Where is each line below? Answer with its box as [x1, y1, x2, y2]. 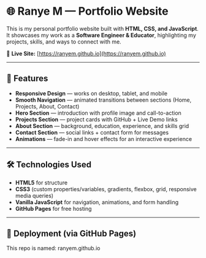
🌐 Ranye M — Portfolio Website [6, 4, 169, 18]
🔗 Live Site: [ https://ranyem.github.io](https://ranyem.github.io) [6, 50, 167, 57]
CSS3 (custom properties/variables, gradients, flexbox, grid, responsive [15, 185, 197, 192]
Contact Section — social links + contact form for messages [15, 129, 169, 136]
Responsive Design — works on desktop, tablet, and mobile [15, 89, 167, 97]
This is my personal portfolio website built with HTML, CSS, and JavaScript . [6, 25, 199, 32]
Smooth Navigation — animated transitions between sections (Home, [15, 96, 192, 104]
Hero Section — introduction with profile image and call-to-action [15, 109, 182, 116]
